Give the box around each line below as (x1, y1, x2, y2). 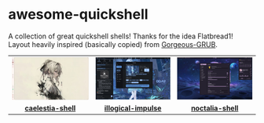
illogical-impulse (104, 103, 162, 113)
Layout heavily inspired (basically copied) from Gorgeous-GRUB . (8, 39, 218, 49)
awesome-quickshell (8, 5, 148, 24)
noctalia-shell (191, 103, 239, 113)
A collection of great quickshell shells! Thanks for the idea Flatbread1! (8, 31, 233, 41)
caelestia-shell (24, 103, 76, 113)
